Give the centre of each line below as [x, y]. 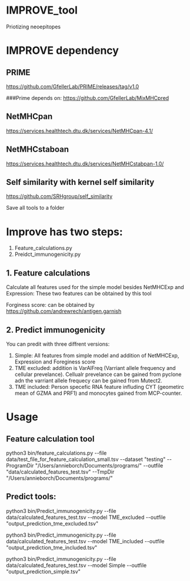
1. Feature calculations [48, 273]
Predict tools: [31, 497]
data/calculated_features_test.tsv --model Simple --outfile [76, 565]
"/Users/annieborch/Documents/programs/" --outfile [99, 465]
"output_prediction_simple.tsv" [44, 572]
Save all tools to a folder [35, 208]
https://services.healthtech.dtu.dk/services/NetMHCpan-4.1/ [80, 131]
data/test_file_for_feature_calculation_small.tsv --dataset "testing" [86, 459]
